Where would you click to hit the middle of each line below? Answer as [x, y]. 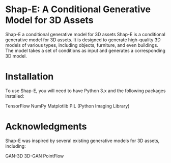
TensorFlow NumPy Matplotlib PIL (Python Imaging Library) [67, 106]
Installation [30, 77]
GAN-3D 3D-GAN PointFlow [35, 156]
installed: [15, 96]
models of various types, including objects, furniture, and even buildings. [82, 45]
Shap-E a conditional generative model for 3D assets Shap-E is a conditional [85, 34]
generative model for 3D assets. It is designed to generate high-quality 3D [83, 40]
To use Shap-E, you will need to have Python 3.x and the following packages [85, 91]
